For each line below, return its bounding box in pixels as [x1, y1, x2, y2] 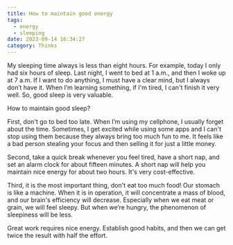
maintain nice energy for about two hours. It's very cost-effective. [7, 167, 196, 176]
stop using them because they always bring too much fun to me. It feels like [7, 132, 223, 140]
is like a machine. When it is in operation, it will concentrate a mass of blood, [7, 188, 225, 197]
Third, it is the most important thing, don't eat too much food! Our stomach [7, 181, 221, 189]
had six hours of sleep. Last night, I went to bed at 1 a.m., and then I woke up [7, 69, 227, 77]
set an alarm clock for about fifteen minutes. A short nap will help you [7, 161, 206, 168]
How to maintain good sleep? [7, 105, 91, 112]
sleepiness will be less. [7, 210, 73, 219]
